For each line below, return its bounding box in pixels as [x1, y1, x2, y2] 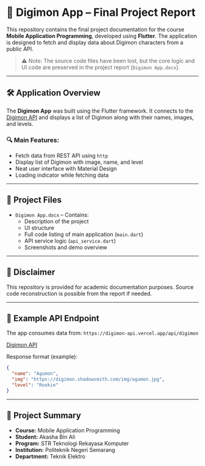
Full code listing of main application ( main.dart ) [24, 231, 143, 238]
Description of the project [24, 217, 89, 225]
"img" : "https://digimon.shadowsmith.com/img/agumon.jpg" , [12, 376, 165, 383]
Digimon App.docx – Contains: [15, 211, 89, 218]
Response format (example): [6, 353, 78, 360]
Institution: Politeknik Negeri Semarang [15, 446, 115, 453]
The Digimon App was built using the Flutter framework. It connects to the [6, 107, 193, 114]
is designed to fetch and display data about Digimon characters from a [6, 39, 184, 46]
